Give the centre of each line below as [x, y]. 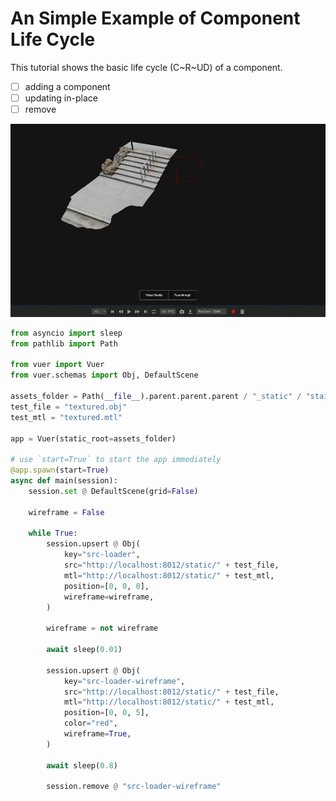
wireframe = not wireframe [102, 628]
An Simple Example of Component [155, 18]
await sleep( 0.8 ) [82, 765]
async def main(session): [64, 481]
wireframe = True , [97, 734]
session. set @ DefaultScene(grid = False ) [113, 491]
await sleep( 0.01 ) [84, 650]
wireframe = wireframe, [109, 597]
